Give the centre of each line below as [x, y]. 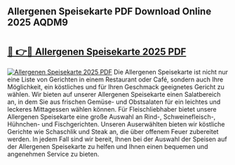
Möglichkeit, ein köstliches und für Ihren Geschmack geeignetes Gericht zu [116, 87]
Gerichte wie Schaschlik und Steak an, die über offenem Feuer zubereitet [113, 132]
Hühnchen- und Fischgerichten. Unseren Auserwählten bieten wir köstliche [116, 124]
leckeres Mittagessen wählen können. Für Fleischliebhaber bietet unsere [112, 109]
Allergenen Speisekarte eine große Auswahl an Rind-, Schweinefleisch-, [112, 117]
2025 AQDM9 [38, 23]
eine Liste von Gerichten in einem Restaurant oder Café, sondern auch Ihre [115, 79]
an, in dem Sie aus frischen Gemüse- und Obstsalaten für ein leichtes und [114, 102]
